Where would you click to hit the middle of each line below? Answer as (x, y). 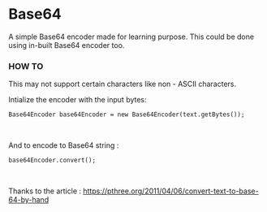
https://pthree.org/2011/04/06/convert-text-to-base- (170, 191)
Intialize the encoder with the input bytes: (78, 100)
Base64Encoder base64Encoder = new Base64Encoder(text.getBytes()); (127, 115)
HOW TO (26, 66)
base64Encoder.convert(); (52, 160)
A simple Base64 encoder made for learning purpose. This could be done (131, 37)
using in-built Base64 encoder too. (67, 45)
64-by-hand (29, 200)
